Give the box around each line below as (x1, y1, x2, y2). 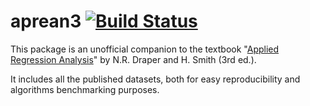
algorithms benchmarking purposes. (10, 83, 160, 95)
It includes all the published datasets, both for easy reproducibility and (10, 73, 301, 85)
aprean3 (10, 10, 82, 33)
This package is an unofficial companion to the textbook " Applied (10, 43, 280, 55)
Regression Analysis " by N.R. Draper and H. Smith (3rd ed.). (10, 53, 257, 65)
